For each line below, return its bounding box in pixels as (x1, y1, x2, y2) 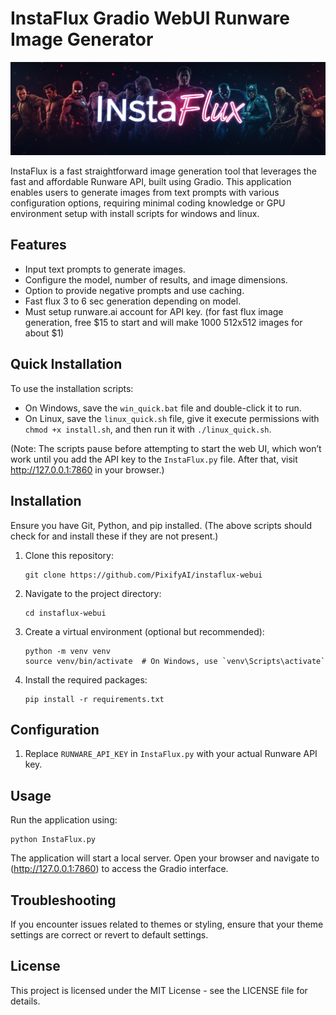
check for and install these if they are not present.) (10, 530, 219, 542)
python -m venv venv (24, 646, 111, 656)
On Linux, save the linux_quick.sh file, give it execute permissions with (24, 412, 320, 424)
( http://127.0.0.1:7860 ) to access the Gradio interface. (10, 863, 229, 875)
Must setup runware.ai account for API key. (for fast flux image (24, 305, 284, 317)
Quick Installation (10, 356, 123, 373)
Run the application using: (10, 814, 118, 826)
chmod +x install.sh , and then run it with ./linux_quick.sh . (24, 423, 272, 435)
